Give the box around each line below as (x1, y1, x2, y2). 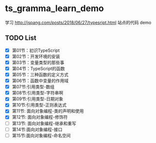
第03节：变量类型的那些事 (12, 59, 64, 65)
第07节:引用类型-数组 (12, 84, 55, 90)
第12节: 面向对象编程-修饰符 (12, 114, 68, 120)
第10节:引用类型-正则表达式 (12, 102, 67, 108)
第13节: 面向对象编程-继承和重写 (12, 120, 77, 126)
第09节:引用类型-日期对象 (12, 96, 63, 102)
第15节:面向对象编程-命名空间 (12, 132, 71, 138)
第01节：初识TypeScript (12, 47, 60, 53)
